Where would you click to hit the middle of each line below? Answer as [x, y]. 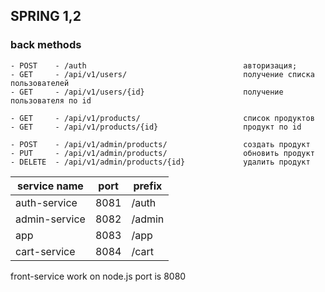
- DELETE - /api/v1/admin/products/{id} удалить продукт [160, 162]
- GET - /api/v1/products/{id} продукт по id [156, 127]
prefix [148, 186]
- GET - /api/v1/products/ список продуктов [162, 118]
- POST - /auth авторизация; [154, 65]
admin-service [50, 219]
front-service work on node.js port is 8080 [98, 276]
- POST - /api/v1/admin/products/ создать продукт [160, 144]
